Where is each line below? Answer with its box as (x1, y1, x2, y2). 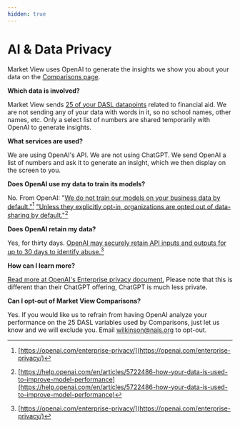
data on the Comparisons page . (7, 72, 101, 81)
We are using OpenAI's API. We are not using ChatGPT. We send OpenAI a (7, 151, 226, 159)
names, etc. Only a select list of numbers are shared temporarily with (7, 115, 211, 124)
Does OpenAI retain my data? (7, 224, 96, 233)
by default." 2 (31, 210, 69, 219)
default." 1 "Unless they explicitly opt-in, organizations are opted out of (7, 201, 214, 211)
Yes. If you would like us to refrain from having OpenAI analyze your (7, 310, 207, 318)
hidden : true (7, 10, 46, 18)
